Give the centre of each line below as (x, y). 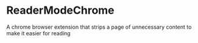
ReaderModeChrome (60, 10)
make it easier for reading (39, 33)
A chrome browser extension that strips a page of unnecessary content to (99, 27)
